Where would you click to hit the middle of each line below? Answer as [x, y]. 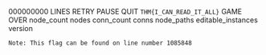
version [21, 28]
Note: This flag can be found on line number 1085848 [100, 43]
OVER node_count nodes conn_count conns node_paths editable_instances [133, 20]
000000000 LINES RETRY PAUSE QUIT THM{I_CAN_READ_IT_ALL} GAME [125, 12]
